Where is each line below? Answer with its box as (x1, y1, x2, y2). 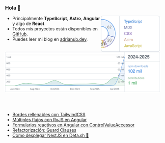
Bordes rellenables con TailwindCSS (12, 111, 86, 117)
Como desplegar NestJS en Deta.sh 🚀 (12, 132, 89, 138)
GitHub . (12, 31, 28, 37)
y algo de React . (12, 21, 46, 26)
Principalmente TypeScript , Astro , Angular (12, 16, 100, 22)
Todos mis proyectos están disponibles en (12, 26, 98, 32)
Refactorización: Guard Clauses (12, 127, 77, 133)
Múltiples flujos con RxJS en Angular (12, 117, 87, 122)
